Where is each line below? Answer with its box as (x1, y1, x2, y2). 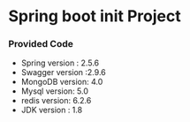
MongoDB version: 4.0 (20, 77, 103, 88)
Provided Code (8, 38, 74, 50)
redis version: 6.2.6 (20, 95, 92, 106)
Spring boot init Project (8, 6, 182, 27)
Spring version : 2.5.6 (20, 57, 99, 68)
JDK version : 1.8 (20, 104, 83, 116)
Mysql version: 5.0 (20, 86, 89, 96)
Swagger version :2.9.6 (20, 67, 107, 78)
